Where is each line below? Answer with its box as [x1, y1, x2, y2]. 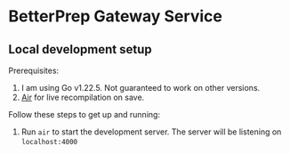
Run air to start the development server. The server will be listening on [20, 126, 282, 137]
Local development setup [8, 42, 152, 57]
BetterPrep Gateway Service [8, 6, 223, 27]
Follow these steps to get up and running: [8, 109, 161, 119]
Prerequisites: [8, 65, 60, 76]
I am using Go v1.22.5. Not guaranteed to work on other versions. [20, 83, 261, 93]
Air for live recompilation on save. [20, 92, 145, 102]
